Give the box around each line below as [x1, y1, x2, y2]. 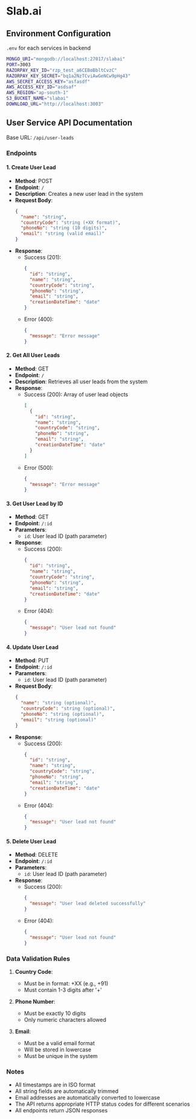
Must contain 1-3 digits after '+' [24, 986, 103, 993]
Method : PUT [14, 657, 49, 664]
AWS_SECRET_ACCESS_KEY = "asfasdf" [6, 79, 90, 85]
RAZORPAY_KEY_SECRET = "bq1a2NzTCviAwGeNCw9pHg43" [6, 73, 131, 79]
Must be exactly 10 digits [24, 1010, 86, 1017]
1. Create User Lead [6, 164, 56, 171]
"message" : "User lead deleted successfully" [29, 901, 146, 907]
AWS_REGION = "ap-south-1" [6, 89, 69, 96]
